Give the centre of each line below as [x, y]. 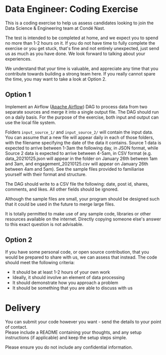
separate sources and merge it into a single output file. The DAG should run [82, 112]
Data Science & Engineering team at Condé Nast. [55, 28]
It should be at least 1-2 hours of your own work [61, 272]
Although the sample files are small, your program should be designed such [83, 199]
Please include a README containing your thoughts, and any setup [74, 332]
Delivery [23, 308]
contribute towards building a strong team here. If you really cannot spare [80, 73]
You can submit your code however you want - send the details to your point [83, 322]
